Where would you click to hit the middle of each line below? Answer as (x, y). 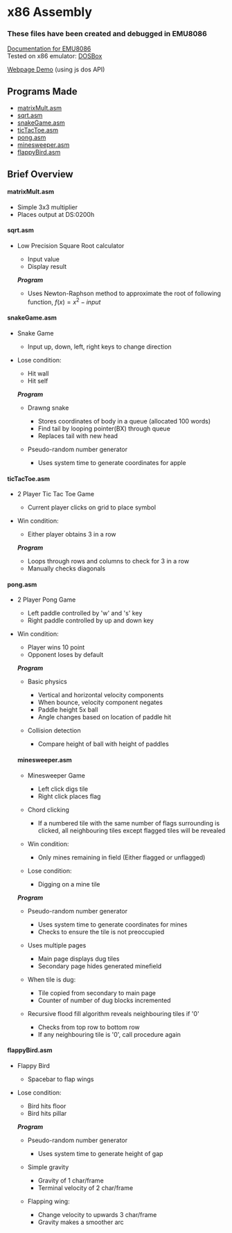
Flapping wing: (49, 1201)
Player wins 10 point (56, 647)
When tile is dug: (52, 979)
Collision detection (54, 731)
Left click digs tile (63, 789)
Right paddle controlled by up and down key (90, 620)
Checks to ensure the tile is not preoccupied (101, 932)
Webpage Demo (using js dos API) (56, 69)
